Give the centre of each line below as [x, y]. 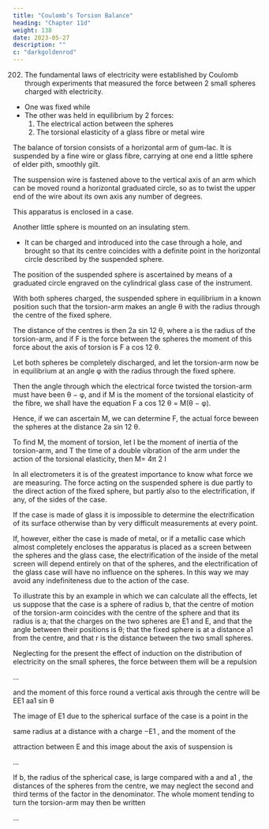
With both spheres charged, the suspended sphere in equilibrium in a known [137, 298]
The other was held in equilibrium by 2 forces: [99, 115]
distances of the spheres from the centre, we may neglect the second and [133, 785]
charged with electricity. [64, 91]
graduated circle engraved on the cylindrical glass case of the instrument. [133, 283]
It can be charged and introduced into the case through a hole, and [133, 242]
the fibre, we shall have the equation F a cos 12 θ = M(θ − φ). [112, 403]
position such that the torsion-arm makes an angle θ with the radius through [136, 307]
